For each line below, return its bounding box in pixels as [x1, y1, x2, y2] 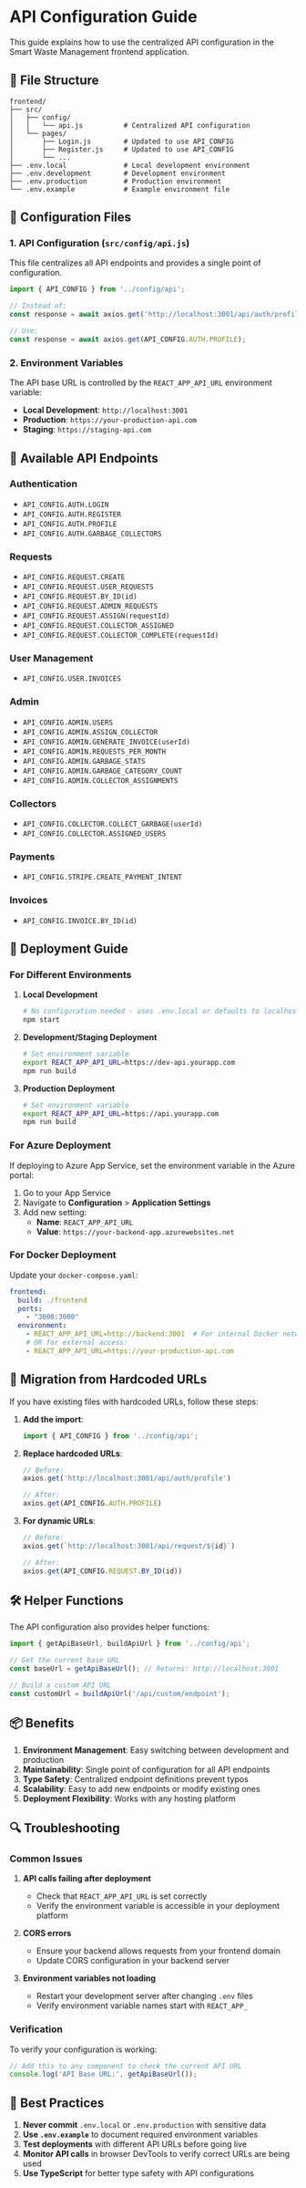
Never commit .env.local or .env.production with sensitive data [22, 2120, 267, 2131]
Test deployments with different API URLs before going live [22, 2139, 248, 2150]
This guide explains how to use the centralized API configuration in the [9, 36, 275, 47]
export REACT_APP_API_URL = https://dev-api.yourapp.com [22, 1058, 236, 1067]
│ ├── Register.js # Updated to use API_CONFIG [9, 144, 234, 154]
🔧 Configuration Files [9, 210, 132, 225]
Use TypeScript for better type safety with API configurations [22, 2168, 255, 2179]
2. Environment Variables [9, 356, 124, 369]
